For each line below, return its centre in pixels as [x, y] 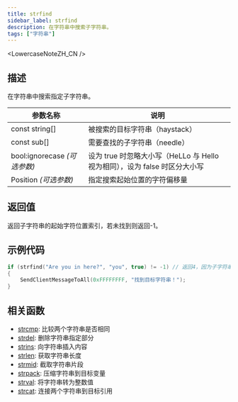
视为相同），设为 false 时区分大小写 [146, 167]
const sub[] [30, 143]
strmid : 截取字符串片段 [50, 364]
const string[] [34, 129]
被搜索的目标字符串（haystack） [142, 130]
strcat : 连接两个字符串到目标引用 [65, 391]
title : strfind [30, 14]
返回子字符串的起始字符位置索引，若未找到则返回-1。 [85, 225]
